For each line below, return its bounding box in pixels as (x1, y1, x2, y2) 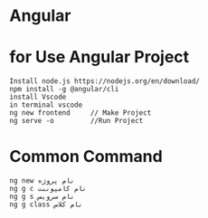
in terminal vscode (9, 100, 83, 109)
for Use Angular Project (9, 47, 190, 68)
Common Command (9, 147, 163, 167)
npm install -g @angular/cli (9, 85, 119, 94)
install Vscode (9, 92, 67, 102)
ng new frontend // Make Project (9, 109, 152, 118)
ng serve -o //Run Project (9, 117, 144, 126)
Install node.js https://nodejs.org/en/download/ (9, 77, 201, 86)
